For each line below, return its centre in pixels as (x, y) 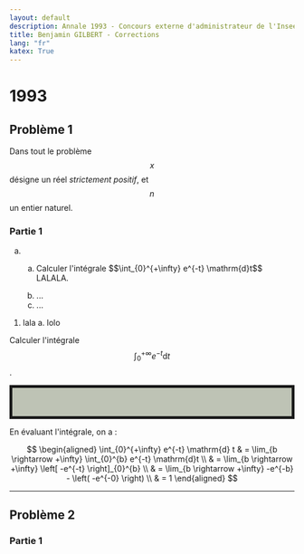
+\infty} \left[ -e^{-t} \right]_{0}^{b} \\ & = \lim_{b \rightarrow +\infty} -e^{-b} (152, 468)
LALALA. (52, 278)
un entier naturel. (41, 208)
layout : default (40, 18)
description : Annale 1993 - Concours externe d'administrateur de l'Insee (153, 26)
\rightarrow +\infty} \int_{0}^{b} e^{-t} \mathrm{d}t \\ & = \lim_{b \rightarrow (152, 459)
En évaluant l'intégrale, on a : (63, 432)
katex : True (32, 52)
